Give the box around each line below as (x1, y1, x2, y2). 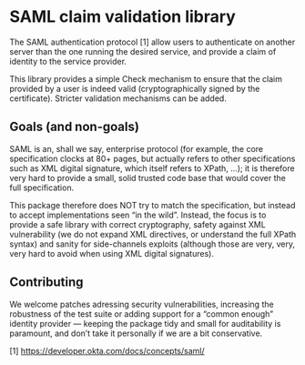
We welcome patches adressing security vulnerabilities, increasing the (9, 299, 275, 309)
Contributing (9, 275, 84, 290)
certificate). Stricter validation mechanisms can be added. (9, 93, 228, 104)
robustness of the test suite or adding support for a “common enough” (9, 308, 274, 319)
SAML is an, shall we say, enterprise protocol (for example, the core (9, 143, 264, 154)
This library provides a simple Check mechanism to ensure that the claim (9, 73, 282, 84)
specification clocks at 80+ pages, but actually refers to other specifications (9, 153, 296, 164)
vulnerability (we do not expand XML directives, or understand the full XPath (9, 228, 297, 239)
